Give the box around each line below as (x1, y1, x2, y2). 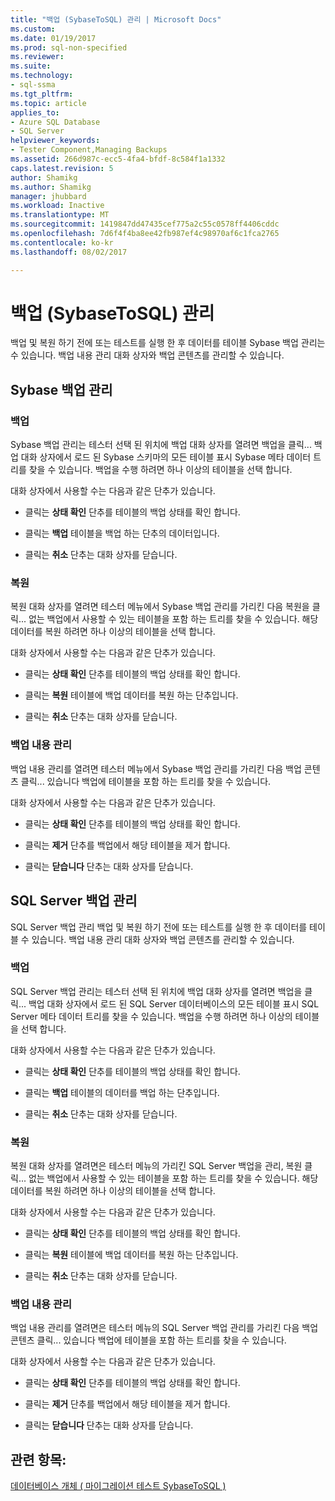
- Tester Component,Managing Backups (10, 145, 168, 155)
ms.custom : (10, 24, 56, 34)
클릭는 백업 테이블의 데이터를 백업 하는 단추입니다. (24, 1086, 220, 1098)
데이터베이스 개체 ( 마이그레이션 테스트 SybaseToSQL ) (10, 1480, 227, 1492)
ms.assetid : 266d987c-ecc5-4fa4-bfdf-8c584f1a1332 (10, 154, 226, 164)
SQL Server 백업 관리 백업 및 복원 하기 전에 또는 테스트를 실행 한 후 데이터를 (10, 921, 308, 933)
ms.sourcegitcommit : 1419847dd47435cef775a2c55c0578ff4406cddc (10, 219, 280, 230)
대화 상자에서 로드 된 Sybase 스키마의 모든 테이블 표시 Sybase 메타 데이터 (20, 451, 312, 463)
